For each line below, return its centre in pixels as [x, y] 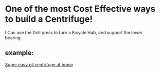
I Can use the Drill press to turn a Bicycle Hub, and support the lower [74, 32]
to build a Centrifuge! [49, 19]
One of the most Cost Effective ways [80, 9]
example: [19, 53]
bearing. [13, 38]
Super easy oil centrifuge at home [39, 64]
